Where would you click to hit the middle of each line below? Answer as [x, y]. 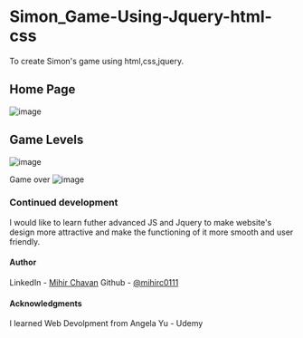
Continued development [64, 203]
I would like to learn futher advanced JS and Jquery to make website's [141, 222]
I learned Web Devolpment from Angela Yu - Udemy [106, 324]
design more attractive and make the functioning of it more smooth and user [151, 232]
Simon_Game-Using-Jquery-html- [141, 17]
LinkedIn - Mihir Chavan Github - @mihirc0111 [94, 283]
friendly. [25, 241]
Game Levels [47, 140]
